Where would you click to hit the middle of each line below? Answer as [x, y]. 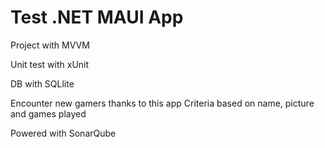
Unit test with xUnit [50, 64]
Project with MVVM [50, 45]
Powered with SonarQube [63, 133]
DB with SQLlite [42, 83]
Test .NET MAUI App [97, 17]
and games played [48, 113]
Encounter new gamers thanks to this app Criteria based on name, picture [162, 103]
